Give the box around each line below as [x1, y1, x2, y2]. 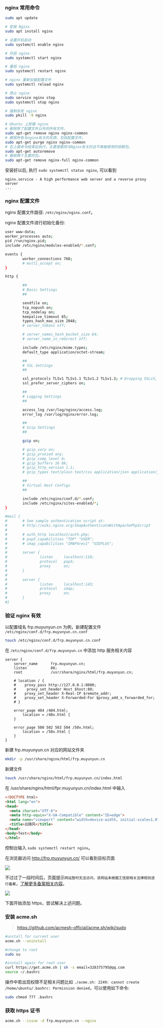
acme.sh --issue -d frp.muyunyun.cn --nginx [5, 1018, 97, 1024]
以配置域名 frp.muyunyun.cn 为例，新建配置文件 [5, 624, 101, 630]
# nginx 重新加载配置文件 [5, 78, 52, 83]
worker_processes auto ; [5, 234, 53, 239]
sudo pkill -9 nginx [5, 113, 47, 118]
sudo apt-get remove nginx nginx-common [5, 131, 88, 136]
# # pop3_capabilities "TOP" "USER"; [5, 536, 95, 542]
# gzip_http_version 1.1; [22, 465, 75, 470]
